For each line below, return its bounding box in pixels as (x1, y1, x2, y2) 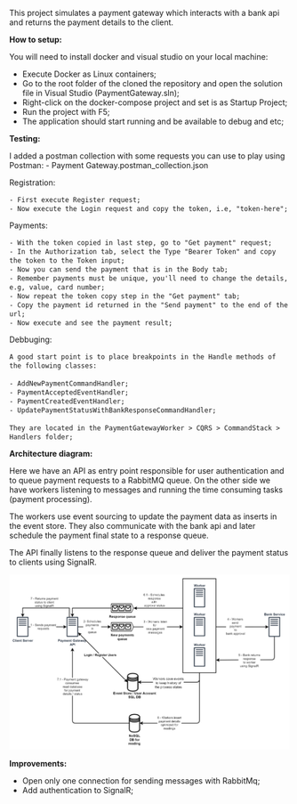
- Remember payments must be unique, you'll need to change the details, (9, 274, 289, 283)
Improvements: (9, 759, 68, 769)
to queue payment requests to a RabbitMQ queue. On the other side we (9, 475, 271, 485)
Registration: (9, 177, 56, 188)
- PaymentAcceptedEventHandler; (9, 388, 129, 397)
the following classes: (9, 361, 98, 370)
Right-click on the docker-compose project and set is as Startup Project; (21, 97, 288, 108)
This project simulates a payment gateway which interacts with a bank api (9, 8, 280, 18)
